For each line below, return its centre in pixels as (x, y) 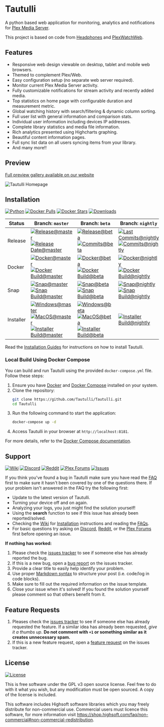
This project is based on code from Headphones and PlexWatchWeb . (74, 37)
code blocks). (26, 579)
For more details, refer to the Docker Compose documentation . (68, 441)
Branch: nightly (139, 224)
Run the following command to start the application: (64, 413)
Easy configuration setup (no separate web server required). (73, 80)
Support (18, 456)
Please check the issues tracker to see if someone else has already (80, 553)
